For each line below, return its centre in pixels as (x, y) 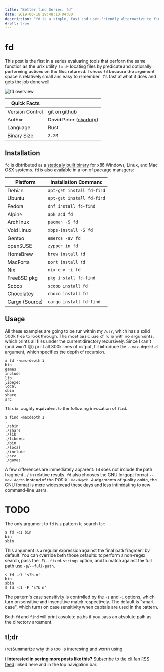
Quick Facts (26, 103)
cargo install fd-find (74, 302)
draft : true (17, 23)
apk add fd (61, 214)
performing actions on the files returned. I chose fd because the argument (80, 72)
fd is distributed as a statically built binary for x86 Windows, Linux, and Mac (81, 165)
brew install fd (67, 254)
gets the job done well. (28, 82)
